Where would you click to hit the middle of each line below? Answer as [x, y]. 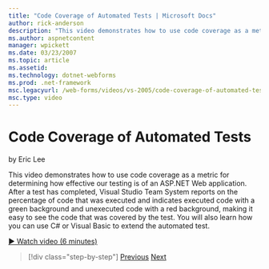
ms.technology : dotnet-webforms [62, 75]
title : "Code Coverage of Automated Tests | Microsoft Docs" [112, 16]
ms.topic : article [39, 61]
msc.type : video [35, 98]
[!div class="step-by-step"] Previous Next [97, 257]
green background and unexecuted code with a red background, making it [131, 209]
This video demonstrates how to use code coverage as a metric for [119, 175]
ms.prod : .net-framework [50, 82]
